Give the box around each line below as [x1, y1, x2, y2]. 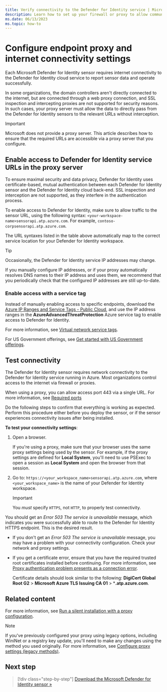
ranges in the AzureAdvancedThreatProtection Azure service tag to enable [5, 312, 162, 318]
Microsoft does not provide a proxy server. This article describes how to [5, 130, 153, 136]
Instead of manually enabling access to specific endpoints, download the [5, 301, 155, 307]
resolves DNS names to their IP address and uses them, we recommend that [5, 272, 162, 278]
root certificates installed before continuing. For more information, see [12, 560, 157, 566]
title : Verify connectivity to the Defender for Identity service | [5, 7, 150, 12]
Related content [5, 594, 56, 603]
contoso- [97, 219, 116, 224]
